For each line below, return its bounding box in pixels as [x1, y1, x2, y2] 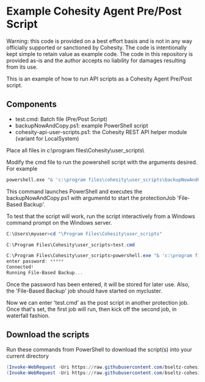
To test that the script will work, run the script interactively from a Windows [6, 212, 195, 220]
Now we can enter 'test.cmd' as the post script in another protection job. [6, 299, 189, 306]
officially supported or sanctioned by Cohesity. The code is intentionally [6, 44, 187, 51]
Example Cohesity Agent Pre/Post [6, 4, 182, 18]
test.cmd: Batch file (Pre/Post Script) [15, 115, 108, 122]
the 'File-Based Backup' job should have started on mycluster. [6, 287, 163, 294]
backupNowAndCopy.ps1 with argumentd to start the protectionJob [6, 194, 176, 202]
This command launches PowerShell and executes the [6, 188, 143, 195]
